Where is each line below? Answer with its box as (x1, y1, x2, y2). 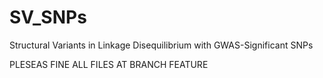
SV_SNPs (9, 6, 87, 29)
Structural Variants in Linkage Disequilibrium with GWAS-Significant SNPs (9, 39, 314, 51)
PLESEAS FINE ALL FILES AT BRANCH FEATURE (9, 58, 209, 70)
